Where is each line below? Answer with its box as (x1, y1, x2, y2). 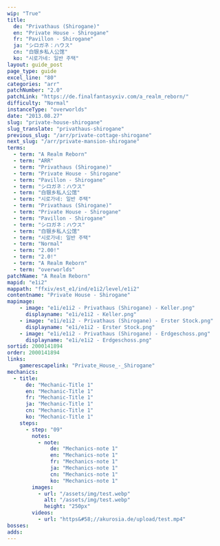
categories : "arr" (7, 81, 60, 87)
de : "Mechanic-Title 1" (25, 381, 94, 388)
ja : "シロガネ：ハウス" (13, 42, 74, 49)
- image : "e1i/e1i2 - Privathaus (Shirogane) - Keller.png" (19, 304, 195, 312)
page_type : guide (7, 67, 57, 74)
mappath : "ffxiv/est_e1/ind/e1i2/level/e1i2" (7, 285, 140, 293)
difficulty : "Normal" (7, 100, 69, 107)
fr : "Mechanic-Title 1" (25, 394, 94, 401)
